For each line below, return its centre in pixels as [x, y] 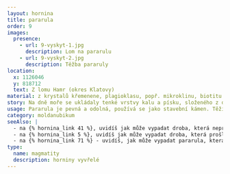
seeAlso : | [23, 122]
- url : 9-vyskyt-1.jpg [52, 45]
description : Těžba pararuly [67, 64]
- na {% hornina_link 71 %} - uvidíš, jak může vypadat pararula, [110, 141]
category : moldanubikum [41, 115]
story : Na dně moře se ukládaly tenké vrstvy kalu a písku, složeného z [113, 103]
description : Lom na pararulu [68, 52]
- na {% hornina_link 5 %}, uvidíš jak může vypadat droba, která [110, 134]
